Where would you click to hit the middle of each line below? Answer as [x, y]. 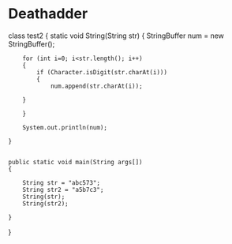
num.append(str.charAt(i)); [97, 86]
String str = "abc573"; [62, 182]
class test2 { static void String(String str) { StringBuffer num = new [116, 36]
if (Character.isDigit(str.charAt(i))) [102, 72]
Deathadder [48, 14]
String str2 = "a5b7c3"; [63, 190]
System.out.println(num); [65, 127]
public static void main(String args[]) [76, 162]
